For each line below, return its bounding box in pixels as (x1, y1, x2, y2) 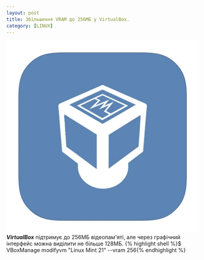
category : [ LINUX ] (6, 23, 53, 29)
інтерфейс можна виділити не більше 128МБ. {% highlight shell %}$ (6, 240, 182, 247)
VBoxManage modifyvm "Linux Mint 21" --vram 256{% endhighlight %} (6, 247, 186, 254)
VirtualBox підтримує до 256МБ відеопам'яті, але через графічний (6, 234, 181, 241)
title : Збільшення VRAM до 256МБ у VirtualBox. (6, 16, 130, 23)
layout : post (6, 10, 40, 16)
